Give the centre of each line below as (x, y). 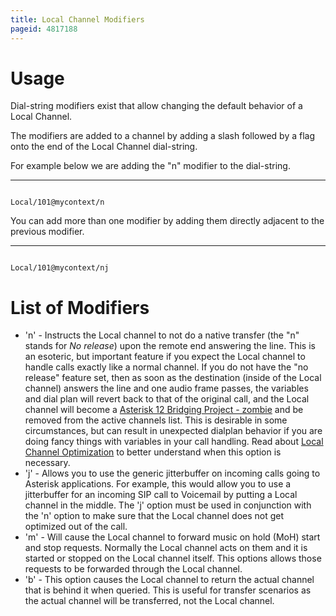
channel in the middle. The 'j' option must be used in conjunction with (168, 505)
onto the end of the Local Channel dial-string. (104, 147)
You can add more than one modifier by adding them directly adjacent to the (167, 221)
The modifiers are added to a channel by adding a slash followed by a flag (163, 136)
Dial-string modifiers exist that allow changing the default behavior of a (156, 106)
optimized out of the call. (76, 527)
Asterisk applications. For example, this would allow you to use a (158, 484)
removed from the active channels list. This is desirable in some (156, 420)
